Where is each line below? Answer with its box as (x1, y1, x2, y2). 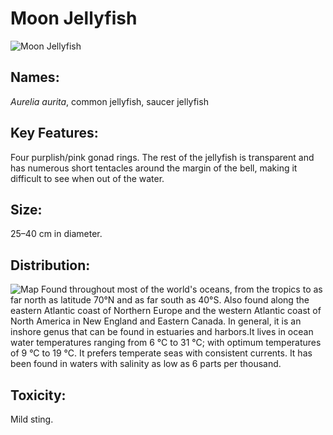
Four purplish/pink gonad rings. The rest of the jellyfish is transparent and (10, 151, 315, 163)
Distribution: (10, 257, 91, 274)
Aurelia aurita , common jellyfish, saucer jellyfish (10, 95, 209, 107)
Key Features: (10, 125, 99, 142)
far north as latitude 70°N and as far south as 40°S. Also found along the (10, 294, 310, 306)
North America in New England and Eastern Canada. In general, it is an (10, 315, 302, 327)
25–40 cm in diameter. (10, 228, 103, 240)
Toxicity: (10, 387, 67, 404)
